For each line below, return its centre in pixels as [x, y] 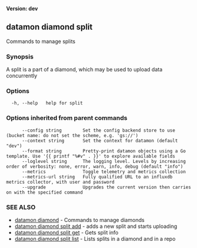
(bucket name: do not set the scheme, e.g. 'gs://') [72, 135]
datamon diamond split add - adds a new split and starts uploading [96, 226]
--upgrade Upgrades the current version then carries [106, 187]
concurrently [22, 76]
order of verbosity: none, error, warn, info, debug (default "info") [95, 167]
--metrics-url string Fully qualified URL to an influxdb [97, 177]
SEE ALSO [21, 207]
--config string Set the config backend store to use [98, 130]
